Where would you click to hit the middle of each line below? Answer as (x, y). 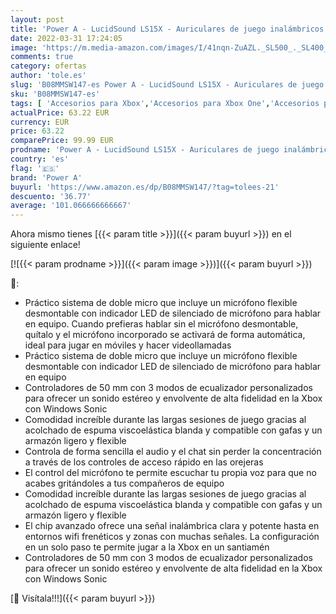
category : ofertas (48, 66)
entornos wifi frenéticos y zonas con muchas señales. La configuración (172, 537)
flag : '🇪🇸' (35, 168)
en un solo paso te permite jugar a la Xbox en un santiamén (147, 547)
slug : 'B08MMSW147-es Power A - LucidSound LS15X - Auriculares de (154, 85)
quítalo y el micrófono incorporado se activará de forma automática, (165, 335)
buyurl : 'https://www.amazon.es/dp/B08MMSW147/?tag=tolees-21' (145, 187)
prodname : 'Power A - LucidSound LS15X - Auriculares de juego (145, 150)
